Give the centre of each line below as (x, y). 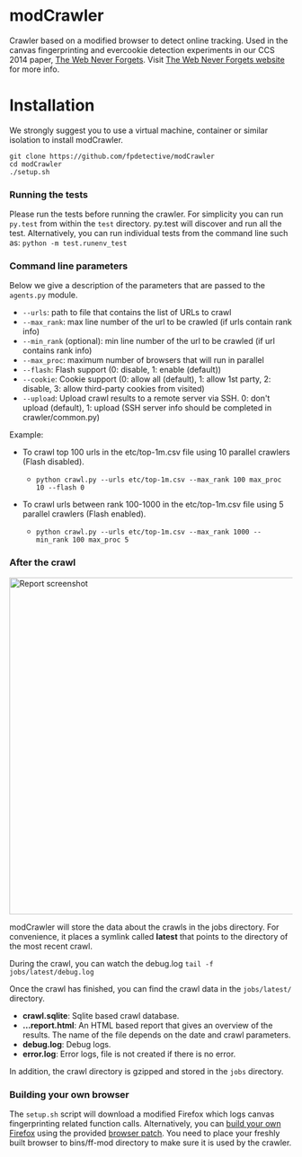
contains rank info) (57, 350)
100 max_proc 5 (101, 540)
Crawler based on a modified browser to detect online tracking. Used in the (149, 40)
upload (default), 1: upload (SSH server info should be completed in (147, 408)
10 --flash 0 (60, 488)
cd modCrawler (36, 164)
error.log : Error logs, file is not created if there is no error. (129, 1054)
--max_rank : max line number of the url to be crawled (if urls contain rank (157, 322)
